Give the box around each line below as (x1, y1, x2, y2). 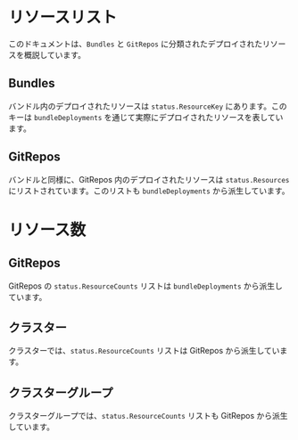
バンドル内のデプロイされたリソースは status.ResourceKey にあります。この (8, 101, 287, 111)
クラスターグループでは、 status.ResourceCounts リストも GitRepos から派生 (8, 411, 288, 421)
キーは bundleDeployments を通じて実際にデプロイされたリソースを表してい (8, 111, 284, 122)
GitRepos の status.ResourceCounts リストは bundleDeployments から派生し (8, 281, 283, 291)
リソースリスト (8, 7, 118, 28)
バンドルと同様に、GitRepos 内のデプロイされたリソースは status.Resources (8, 174, 290, 184)
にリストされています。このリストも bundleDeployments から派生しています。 (8, 185, 290, 196)
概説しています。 (23, 49, 87, 60)
